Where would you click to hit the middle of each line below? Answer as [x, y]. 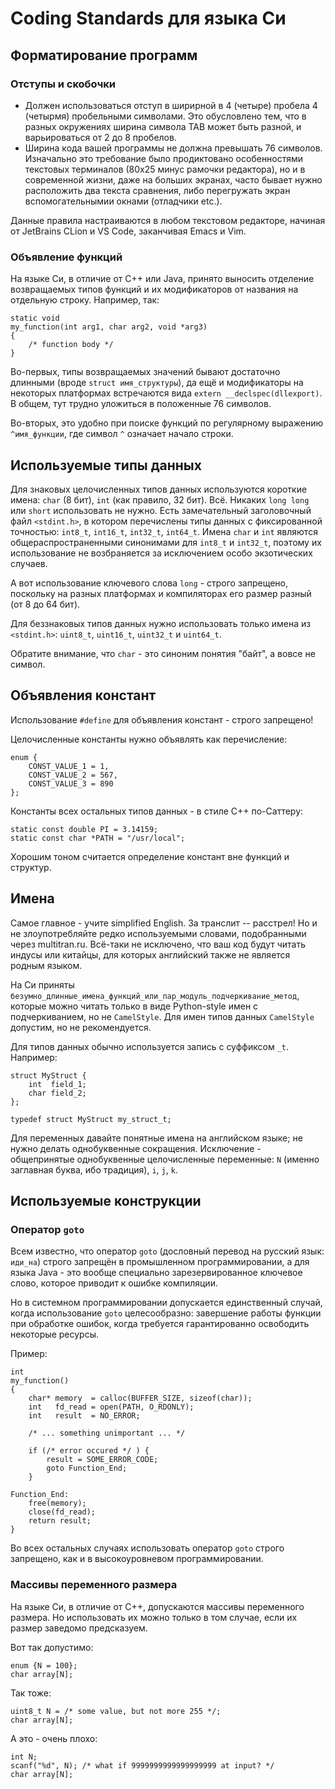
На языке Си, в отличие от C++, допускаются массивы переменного [157, 1606]
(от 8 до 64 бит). [45, 604]
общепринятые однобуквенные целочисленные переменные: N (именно [165, 1159]
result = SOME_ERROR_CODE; [102, 1460]
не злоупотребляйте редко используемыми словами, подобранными [158, 933]
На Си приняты [42, 984]
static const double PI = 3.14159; [84, 829]
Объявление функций [66, 257]
